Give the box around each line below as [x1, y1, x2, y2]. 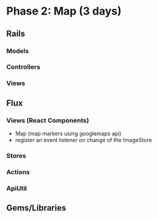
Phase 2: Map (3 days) [6, 4, 122, 18]
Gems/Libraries [6, 203, 67, 213]
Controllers [6, 63, 41, 71]
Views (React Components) [6, 116, 89, 124]
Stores [6, 151, 26, 160]
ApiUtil [6, 184, 27, 192]
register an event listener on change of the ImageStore [15, 137, 152, 144]
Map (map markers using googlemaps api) [15, 130, 122, 137]
